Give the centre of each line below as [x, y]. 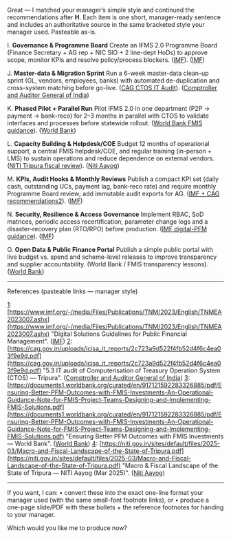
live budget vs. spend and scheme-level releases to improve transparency [112, 257]
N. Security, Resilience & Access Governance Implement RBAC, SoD [106, 214]
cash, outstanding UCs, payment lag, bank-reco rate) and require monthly [112, 186]
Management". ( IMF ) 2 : [40, 341]
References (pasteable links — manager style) [73, 291]
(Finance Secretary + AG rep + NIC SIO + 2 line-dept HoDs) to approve [108, 52]
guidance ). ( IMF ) [31, 236]
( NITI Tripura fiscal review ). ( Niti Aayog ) [63, 166]
